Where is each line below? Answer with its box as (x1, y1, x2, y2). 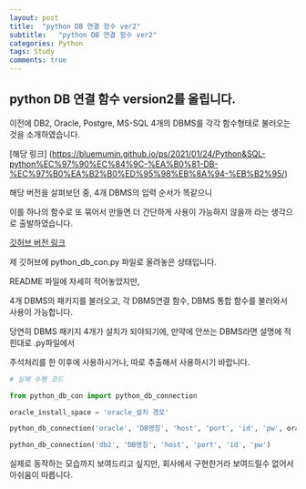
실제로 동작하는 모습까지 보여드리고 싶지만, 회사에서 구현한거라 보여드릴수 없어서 (9, 458, 294, 469)
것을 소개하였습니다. (9, 128, 80, 139)
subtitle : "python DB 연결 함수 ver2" (9, 30, 158, 39)
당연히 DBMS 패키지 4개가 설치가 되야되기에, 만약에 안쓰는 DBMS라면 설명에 (9, 325, 282, 337)
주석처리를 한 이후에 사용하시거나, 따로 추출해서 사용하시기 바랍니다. (9, 356, 250, 367)
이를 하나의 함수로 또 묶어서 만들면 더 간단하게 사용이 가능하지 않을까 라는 (9, 206, 270, 217)
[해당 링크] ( (9, 148, 53, 159)
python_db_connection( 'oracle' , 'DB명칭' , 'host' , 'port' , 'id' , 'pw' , (9, 424, 284, 433)
